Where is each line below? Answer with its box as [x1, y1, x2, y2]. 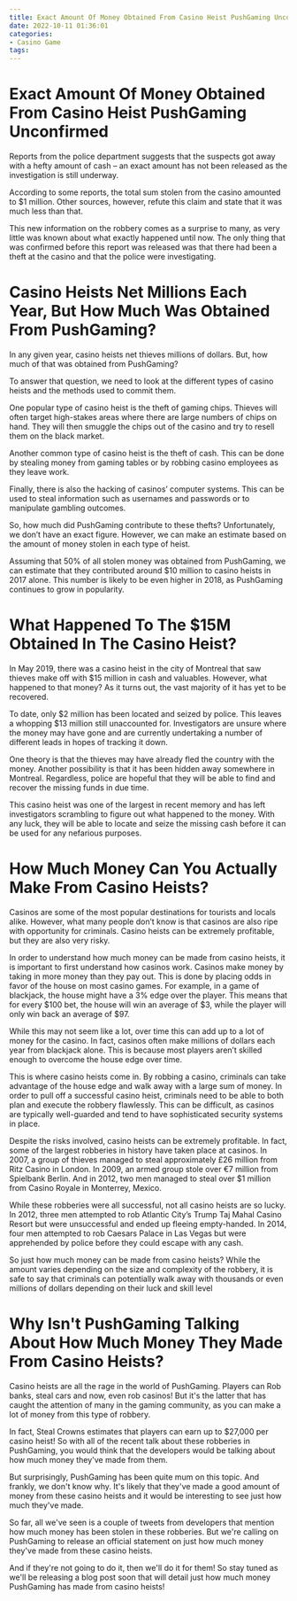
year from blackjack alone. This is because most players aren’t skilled [9, 1045, 263, 1055]
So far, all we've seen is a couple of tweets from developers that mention [9, 1517, 275, 1527]
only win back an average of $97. [9, 1008, 130, 1019]
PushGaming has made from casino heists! [9, 1581, 165, 1591]
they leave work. [9, 467, 70, 477]
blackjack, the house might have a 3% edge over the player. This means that [9, 990, 288, 1000]
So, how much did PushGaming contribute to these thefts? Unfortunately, [9, 520, 276, 530]
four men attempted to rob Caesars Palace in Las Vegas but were [9, 1228, 247, 1239]
